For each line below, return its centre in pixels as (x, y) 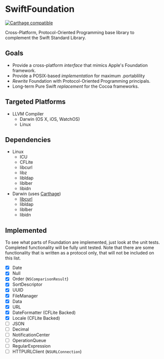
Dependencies (28, 140)
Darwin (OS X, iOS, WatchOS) (50, 119)
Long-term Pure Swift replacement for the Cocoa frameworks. (76, 86)
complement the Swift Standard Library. (46, 38)
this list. (13, 258)
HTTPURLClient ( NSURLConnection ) (47, 352)
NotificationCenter (31, 335)
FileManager (25, 296)
